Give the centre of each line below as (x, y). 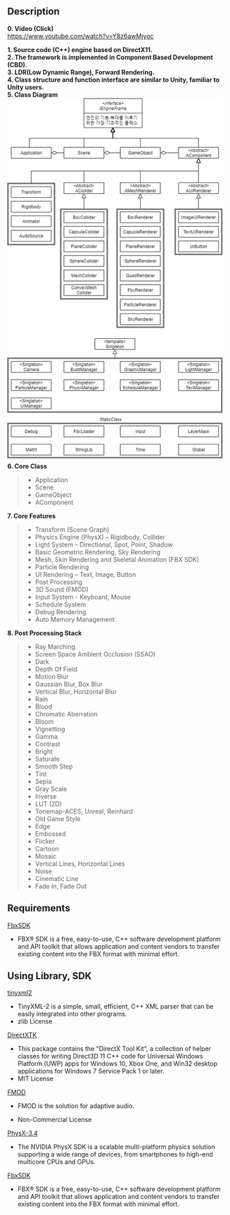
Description (33, 12)
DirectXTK (22, 1035)
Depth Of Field (56, 669)
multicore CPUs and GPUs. (57, 1162)
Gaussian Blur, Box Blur (69, 684)
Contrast (48, 744)
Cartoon (47, 849)
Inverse (46, 796)
